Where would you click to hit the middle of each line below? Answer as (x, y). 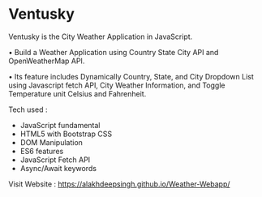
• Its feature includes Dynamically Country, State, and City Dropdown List (131, 76)
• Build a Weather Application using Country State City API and (114, 52)
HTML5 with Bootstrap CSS (66, 134)
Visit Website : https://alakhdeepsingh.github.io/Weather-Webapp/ (119, 184)
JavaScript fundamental (60, 125)
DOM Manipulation (52, 142)
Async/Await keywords (58, 168)
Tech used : (28, 109)
